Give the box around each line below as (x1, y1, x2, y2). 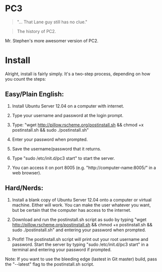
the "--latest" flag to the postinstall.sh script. (5, 261, 95, 267)
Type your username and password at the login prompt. (12, 112, 124, 118)
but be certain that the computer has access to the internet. (12, 207, 131, 213)
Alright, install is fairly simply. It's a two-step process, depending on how (5, 71, 150, 77)
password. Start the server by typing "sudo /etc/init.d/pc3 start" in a (12, 241, 149, 247)
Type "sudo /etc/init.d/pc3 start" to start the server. (12, 155, 115, 161)
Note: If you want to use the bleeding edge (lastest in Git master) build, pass (5, 256, 157, 262)
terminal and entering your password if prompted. (12, 246, 112, 253)
